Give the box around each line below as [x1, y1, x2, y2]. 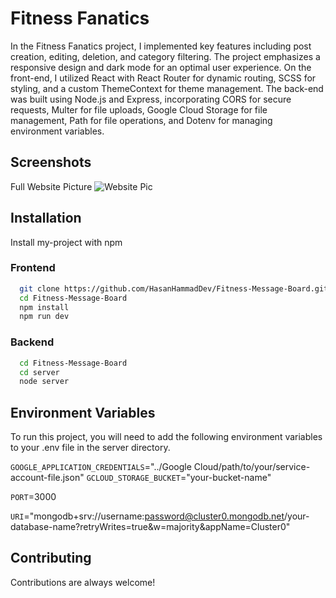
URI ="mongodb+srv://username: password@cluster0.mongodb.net [10, 510, 285, 522]
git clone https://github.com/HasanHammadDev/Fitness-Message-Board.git [19, 283, 329, 294]
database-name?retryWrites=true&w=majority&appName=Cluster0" [10, 521, 291, 533]
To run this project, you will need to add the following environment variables [10, 431, 323, 443]
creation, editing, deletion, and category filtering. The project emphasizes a [10, 50, 321, 62]
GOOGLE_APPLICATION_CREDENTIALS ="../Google [10, 461, 192, 473]
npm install [19, 302, 70, 312]
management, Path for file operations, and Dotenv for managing [10, 114, 273, 126]
